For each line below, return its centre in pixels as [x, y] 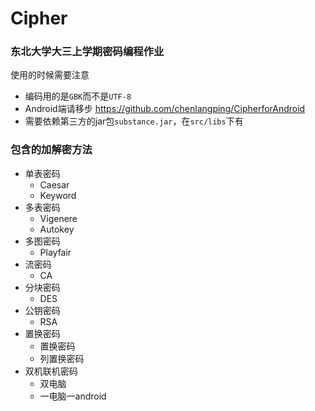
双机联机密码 [51, 371]
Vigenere [58, 218]
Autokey [57, 229]
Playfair [55, 252]
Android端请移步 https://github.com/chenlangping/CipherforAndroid [165, 109]
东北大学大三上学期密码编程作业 [87, 52]
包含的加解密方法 [51, 150]
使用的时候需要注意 [50, 75]
